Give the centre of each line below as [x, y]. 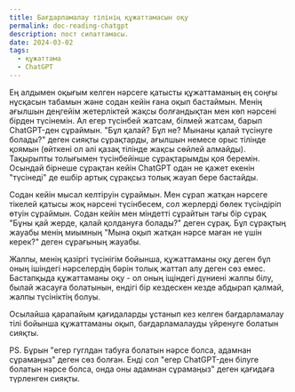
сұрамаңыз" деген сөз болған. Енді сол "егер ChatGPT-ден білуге [134, 359]
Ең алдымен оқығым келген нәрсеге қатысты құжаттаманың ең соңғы [144, 92]
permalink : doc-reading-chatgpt [69, 26]
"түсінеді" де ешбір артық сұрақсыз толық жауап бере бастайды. [134, 177]
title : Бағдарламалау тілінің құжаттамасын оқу [99, 17]
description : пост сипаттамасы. [69, 34]
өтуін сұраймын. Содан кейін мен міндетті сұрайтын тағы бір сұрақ [138, 213]
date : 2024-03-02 [41, 42]
